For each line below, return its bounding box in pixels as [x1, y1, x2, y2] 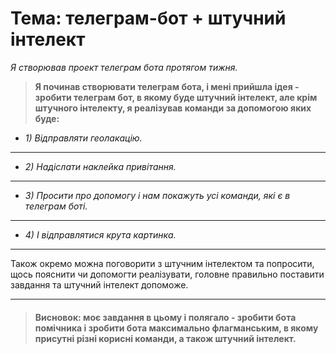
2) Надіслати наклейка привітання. [24, 160, 177, 172]
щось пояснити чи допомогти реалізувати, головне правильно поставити [10, 268, 325, 280]
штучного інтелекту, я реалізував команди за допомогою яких [34, 102, 312, 114]
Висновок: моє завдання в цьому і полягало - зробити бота [34, 311, 297, 323]
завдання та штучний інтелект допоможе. [10, 278, 189, 291]
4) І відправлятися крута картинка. [24, 228, 177, 241]
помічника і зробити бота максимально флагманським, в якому [34, 322, 319, 334]
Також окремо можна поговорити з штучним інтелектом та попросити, [10, 257, 315, 269]
